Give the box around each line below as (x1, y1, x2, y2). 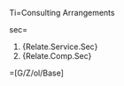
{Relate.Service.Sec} (21, 41, 98, 52)
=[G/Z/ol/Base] (9, 68, 65, 78)
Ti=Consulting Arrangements (9, 8, 115, 18)
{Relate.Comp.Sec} (21, 51, 92, 61)
